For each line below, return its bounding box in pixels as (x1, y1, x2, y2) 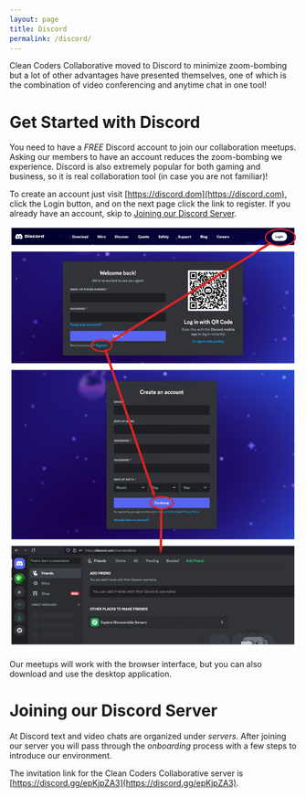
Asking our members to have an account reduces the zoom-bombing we (9, 152, 283, 163)
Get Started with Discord (9, 112, 201, 133)
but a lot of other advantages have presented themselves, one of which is (9, 69, 287, 81)
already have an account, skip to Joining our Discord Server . (9, 208, 237, 219)
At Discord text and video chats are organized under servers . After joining (9, 730, 287, 741)
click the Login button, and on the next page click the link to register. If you (9, 198, 290, 209)
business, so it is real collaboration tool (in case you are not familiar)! (9, 171, 269, 182)
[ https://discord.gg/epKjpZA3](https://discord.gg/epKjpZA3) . (9, 777, 239, 788)
